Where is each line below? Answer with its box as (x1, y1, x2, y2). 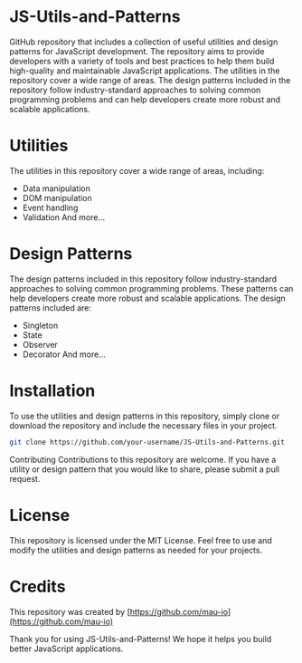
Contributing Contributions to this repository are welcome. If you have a (9, 454, 277, 465)
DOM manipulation (22, 192, 92, 203)
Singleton (22, 320, 59, 331)
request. (9, 473, 41, 484)
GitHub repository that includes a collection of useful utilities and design (9, 36, 278, 47)
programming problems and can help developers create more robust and (9, 93, 281, 105)
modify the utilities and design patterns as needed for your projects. (9, 544, 263, 555)
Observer (22, 339, 59, 350)
